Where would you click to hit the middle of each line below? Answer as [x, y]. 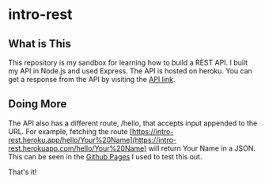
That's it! [23, 172]
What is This [40, 44]
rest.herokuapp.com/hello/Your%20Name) [78, 148]
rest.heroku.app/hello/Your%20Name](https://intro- [92, 140]
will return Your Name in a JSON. [202, 148]
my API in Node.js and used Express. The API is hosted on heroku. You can [131, 71]
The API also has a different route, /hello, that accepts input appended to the [133, 123]
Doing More [38, 104]
